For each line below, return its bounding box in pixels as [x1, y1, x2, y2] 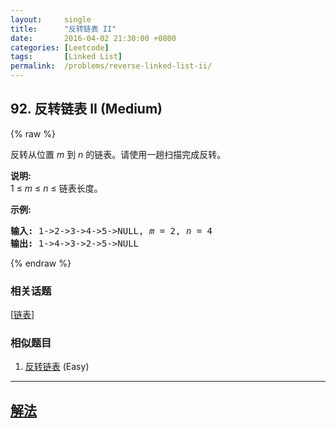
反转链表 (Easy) [24, 361, 90, 373]
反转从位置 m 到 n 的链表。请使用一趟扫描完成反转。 [10, 148, 227, 160]
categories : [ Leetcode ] [10, 42, 110, 53]
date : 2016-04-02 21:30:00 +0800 [10, 33, 177, 43]
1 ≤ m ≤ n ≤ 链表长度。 [10, 182, 103, 194]
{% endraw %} [10, 257, 72, 269]
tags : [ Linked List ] [10, 52, 123, 62]
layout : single [10, 14, 92, 25]
